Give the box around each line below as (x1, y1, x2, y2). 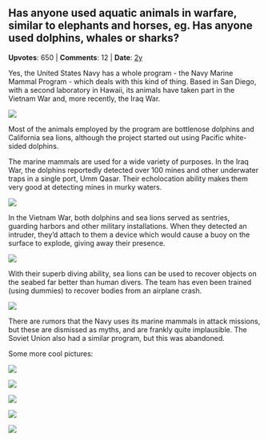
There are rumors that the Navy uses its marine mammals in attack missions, (8, 316, 261, 326)
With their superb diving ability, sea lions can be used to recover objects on (8, 268, 258, 279)
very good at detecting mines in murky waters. (8, 182, 162, 191)
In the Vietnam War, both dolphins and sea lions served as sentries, (8, 212, 230, 223)
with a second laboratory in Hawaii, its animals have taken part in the (8, 85, 235, 94)
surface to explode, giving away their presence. (8, 238, 166, 247)
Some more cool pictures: (8, 348, 94, 359)
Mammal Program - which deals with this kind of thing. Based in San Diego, (8, 76, 257, 86)
